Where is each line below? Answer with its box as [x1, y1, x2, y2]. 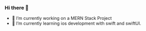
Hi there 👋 [4, 4, 29, 11]
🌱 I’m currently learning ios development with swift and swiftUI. [11, 20, 142, 26]
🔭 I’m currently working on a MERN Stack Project [11, 15, 112, 21]
